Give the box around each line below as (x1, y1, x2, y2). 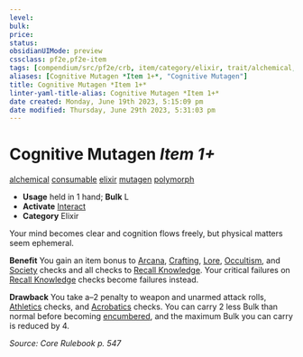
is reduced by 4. (9, 321, 70, 332)
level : (9, 13, 34, 23)
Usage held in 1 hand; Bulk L (22, 191, 129, 203)
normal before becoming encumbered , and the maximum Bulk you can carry (9, 311, 293, 322)
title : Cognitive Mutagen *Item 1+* (9, 80, 147, 89)
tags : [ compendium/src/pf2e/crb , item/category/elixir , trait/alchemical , (9, 64, 297, 73)
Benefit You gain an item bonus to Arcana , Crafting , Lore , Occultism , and (9, 255, 281, 266)
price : (9, 30, 34, 39)
